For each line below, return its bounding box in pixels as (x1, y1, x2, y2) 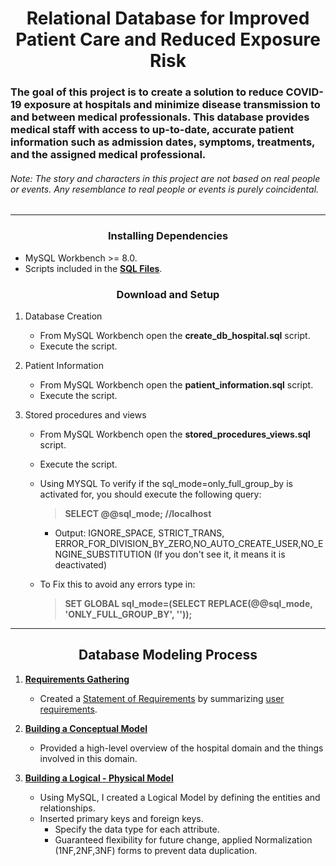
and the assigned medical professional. (10, 148, 207, 162)
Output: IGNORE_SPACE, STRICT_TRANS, (54, 527, 225, 539)
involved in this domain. (39, 752, 138, 764)
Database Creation (24, 310, 103, 322)
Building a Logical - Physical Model (24, 772, 174, 784)
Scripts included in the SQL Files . (24, 262, 163, 274)
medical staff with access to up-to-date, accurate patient (10, 123, 295, 137)
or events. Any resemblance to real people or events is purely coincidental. (10, 183, 320, 195)
